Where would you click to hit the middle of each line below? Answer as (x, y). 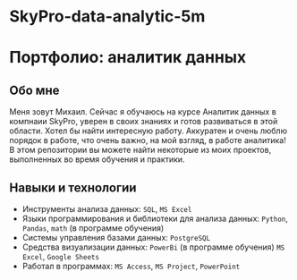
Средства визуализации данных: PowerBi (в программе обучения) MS (153, 247)
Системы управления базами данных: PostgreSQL (116, 238)
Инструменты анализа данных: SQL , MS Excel (107, 209)
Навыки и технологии (73, 187)
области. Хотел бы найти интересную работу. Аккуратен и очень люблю (148, 131)
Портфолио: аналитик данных (128, 58)
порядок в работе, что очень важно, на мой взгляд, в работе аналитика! (148, 140)
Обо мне (34, 90)
